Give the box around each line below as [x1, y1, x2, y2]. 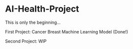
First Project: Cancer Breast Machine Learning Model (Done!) [5, 29, 129, 34]
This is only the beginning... [5, 19, 61, 25]
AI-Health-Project [5, 3, 79, 15]
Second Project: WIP [5, 38, 47, 44]
